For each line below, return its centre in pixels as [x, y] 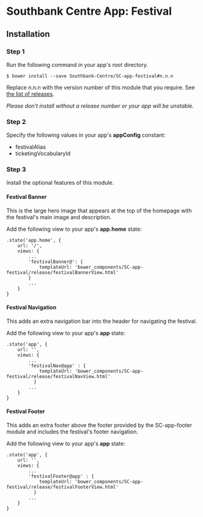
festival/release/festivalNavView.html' [59, 376]
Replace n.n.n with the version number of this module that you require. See [101, 87]
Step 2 [16, 122]
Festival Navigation [31, 308]
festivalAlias [30, 147]
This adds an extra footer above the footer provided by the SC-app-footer [99, 426]
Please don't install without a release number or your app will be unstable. [100, 106]
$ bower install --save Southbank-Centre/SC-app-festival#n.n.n [90, 76]
